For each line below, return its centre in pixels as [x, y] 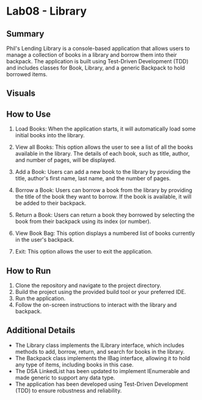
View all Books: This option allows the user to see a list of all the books [104, 147]
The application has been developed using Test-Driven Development [101, 384]
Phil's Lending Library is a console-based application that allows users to [98, 48]
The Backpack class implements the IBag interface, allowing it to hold [103, 358]
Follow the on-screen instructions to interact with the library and [96, 305]
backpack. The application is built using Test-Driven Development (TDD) [98, 61]
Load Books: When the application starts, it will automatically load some [106, 129]
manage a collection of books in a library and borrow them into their [92, 55]
